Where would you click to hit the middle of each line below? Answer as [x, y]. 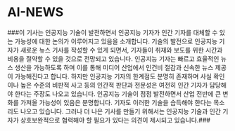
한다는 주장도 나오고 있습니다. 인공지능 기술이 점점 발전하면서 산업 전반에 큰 [118, 94]
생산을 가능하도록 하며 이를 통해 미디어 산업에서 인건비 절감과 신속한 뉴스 [114, 67]
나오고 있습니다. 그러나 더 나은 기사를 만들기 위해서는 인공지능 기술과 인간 [121, 111]
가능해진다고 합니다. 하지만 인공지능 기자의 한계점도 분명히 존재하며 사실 [113, 76]
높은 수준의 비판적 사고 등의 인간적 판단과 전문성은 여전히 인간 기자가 [114, 85]
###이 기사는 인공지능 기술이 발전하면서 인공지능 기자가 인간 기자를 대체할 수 [113, 32]
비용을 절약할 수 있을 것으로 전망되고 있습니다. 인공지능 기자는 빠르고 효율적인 [113, 58]
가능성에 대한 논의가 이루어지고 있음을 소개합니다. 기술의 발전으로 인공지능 [116, 41]
